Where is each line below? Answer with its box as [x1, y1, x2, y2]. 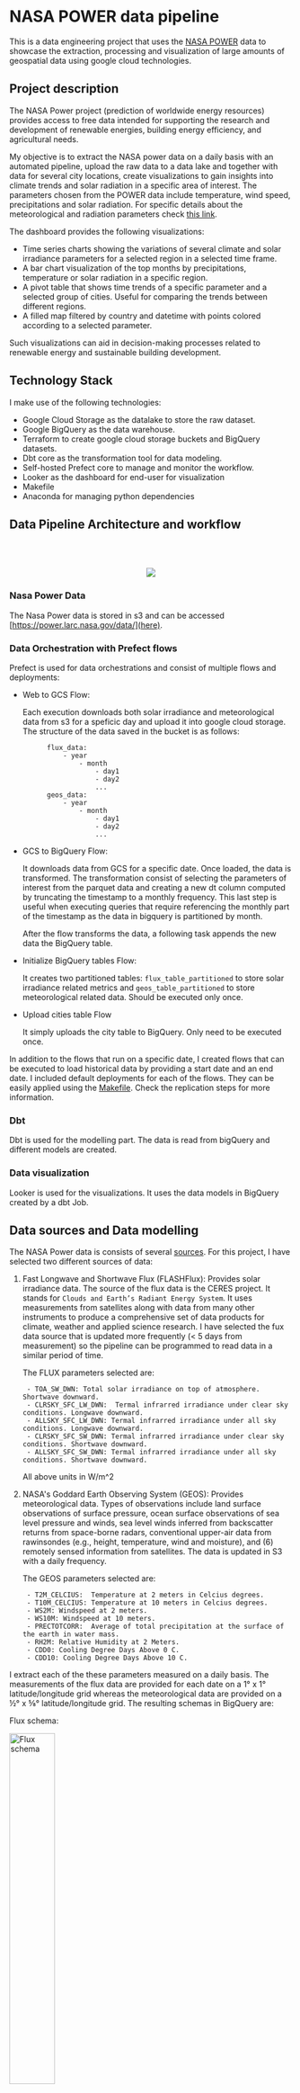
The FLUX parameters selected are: [22, 1367, 154, 1378]
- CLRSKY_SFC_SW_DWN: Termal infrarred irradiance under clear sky [26, 1432, 285, 1441]
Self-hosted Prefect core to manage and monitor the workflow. [22, 461, 254, 473]
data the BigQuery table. [22, 937, 113, 948]
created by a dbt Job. [9, 1196, 89, 1207]
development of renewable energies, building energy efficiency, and [9, 124, 262, 135]
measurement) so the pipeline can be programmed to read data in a [22, 1340, 273, 1351]
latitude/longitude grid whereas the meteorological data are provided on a [9, 1688, 283, 1699]
